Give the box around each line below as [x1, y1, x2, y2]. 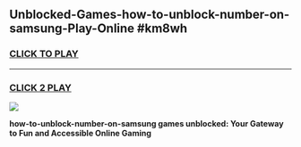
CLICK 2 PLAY [9, 81, 72, 94]
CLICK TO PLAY [9, 48, 79, 61]
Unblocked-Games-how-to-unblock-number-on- [9, 7, 290, 22]
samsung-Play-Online [9, 21, 135, 37]
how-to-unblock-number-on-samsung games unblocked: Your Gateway [9, 118, 284, 128]
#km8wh [137, 21, 188, 37]
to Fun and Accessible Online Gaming [9, 127, 152, 138]
